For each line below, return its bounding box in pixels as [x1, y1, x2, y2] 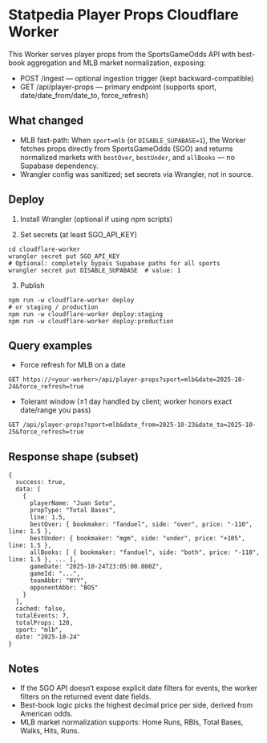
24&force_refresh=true [8, 383, 84, 391]
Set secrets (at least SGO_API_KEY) [19, 229, 138, 239]
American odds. [19, 709, 73, 718]
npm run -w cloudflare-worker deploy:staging [8, 310, 163, 318]
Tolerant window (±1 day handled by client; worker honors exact [19, 396, 233, 407]
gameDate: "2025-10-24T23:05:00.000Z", [29, 563, 163, 571]
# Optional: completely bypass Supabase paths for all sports [8, 259, 220, 267]
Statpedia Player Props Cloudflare [8, 6, 239, 24]
